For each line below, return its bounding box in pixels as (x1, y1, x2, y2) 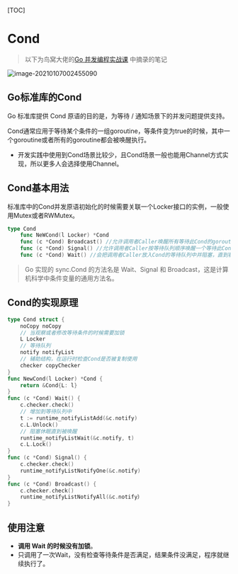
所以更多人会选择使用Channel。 (30, 159, 123, 168)
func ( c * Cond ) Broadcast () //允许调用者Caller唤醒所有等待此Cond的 (20, 239, 212, 246)
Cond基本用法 (7, 182, 69, 194)
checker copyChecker (20, 362, 81, 369)
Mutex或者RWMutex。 (13, 211, 79, 219)
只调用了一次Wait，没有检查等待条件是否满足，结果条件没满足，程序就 (17, 550, 223, 558)
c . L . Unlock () (20, 421, 59, 428)
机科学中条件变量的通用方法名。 (24, 274, 118, 282)
